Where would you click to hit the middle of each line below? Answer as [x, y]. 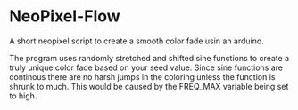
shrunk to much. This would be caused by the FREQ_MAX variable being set [149, 86]
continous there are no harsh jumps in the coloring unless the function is [142, 76]
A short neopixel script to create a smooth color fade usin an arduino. [137, 41]
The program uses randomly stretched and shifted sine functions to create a [149, 58]
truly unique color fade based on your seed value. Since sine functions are [146, 67]
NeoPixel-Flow [65, 16]
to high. [23, 96]
